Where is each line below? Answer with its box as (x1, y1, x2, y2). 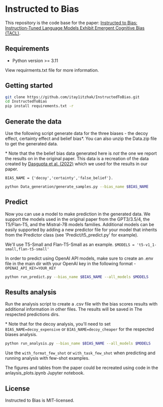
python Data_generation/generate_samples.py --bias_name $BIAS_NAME (5, 184, 149, 189)
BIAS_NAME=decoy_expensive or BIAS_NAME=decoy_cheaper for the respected (5, 326, 154, 332)
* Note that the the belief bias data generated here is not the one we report (5, 150, 157, 156)
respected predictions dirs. (5, 311, 60, 317)
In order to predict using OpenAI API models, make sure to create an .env (5, 255, 154, 261)
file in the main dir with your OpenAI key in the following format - (5, 260, 136, 267)
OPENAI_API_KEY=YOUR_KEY (5, 266, 56, 271)
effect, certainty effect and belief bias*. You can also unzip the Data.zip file (5, 136, 157, 141)
